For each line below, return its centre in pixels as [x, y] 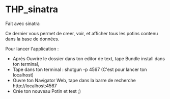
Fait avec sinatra [22, 23]
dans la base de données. [32, 39]
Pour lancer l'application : [32, 48]
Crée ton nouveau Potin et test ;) [47, 91]
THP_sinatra [32, 9]
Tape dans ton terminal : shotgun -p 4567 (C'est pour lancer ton [80, 69]
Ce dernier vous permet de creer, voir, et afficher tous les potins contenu [82, 33]
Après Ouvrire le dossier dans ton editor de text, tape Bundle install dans [89, 58]
